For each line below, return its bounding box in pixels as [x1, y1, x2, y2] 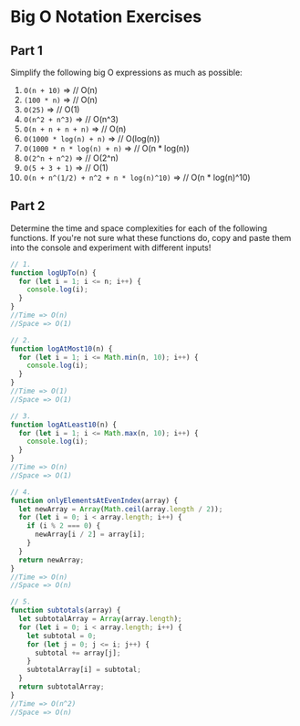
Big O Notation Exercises [10, 6, 202, 27]
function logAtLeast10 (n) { [10, 420, 118, 429]
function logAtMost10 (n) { [10, 344, 113, 353]
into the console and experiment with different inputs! [10, 242, 212, 253]
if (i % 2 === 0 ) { [26, 521, 101, 531]
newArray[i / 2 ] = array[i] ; [34, 530, 146, 540]
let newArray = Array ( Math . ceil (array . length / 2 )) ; [18, 504, 223, 513]
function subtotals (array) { [10, 605, 121, 616]
